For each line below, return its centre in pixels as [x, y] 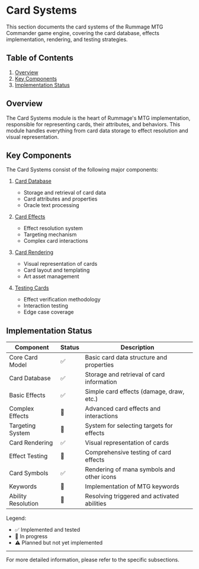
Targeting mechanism [50, 234]
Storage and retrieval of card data [65, 193]
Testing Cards [32, 288]
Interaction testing [46, 306]
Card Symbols [29, 473]
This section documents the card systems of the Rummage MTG [85, 27]
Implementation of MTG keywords [132, 487]
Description [137, 348]
